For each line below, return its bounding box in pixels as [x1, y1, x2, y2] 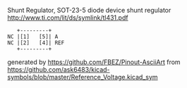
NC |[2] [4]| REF [7, 39, 65, 46]
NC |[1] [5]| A [7, 33, 59, 40]
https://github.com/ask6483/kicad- [7, 65, 111, 73]
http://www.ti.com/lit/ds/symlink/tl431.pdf [7, 13, 128, 22]
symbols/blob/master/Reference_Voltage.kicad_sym [7, 73, 158, 81]
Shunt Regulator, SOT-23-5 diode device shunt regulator [7, 6, 171, 14]
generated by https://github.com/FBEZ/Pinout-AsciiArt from [7, 58, 181, 66]
